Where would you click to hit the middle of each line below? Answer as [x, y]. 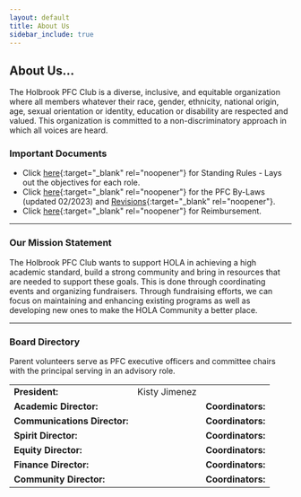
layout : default [39, 17]
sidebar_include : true [52, 34]
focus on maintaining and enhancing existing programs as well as [130, 301]
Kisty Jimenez [167, 392]
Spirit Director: [46, 436]
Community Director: [60, 479]
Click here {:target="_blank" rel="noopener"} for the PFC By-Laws [144, 192]
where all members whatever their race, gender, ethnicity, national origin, [144, 102]
